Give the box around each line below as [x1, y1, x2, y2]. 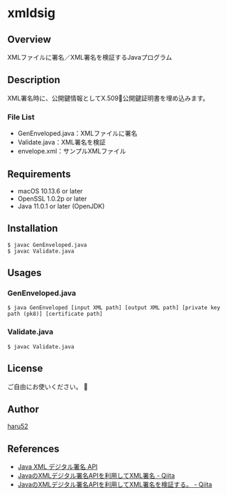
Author [7, 403, 39, 415]
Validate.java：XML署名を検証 [17, 138, 106, 147]
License [7, 363, 43, 375]
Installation [7, 223, 58, 235]
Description [7, 74, 60, 86]
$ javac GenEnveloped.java [7, 241, 87, 248]
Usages [7, 267, 42, 279]
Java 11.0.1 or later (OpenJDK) [17, 201, 105, 211]
